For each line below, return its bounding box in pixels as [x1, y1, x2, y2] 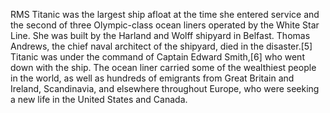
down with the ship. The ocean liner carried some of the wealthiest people [10, 62, 317, 73]
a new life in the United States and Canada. [10, 94, 188, 105]
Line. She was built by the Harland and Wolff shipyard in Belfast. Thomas [10, 30, 311, 41]
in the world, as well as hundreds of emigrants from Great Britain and [10, 72, 295, 84]
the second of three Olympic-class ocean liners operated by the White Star [10, 19, 320, 31]
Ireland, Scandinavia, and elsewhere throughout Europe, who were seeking [10, 83, 320, 94]
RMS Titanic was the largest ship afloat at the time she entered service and [10, 9, 320, 20]
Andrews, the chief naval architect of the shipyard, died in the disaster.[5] [10, 40, 313, 52]
